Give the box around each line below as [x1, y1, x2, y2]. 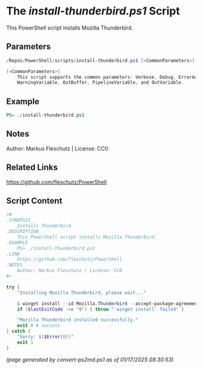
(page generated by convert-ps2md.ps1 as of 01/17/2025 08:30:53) [6, 356, 174, 363]
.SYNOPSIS [6, 217, 31, 223]
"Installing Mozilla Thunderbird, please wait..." [17, 290, 147, 296]
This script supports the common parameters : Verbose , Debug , [17, 74, 176, 80]
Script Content [6, 196, 63, 206]
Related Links [6, 163, 58, 173]
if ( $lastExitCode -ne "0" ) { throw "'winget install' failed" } [17, 306, 185, 312]
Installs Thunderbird [17, 223, 71, 229]
